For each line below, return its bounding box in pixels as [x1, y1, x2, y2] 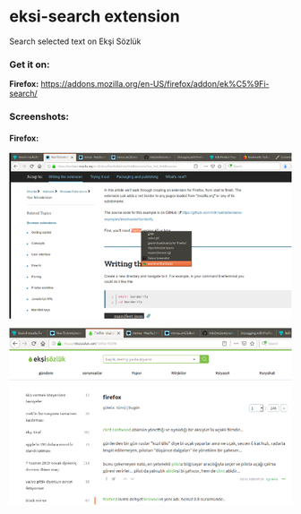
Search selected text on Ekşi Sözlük [9, 36, 142, 47]
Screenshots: [9, 110, 70, 123]
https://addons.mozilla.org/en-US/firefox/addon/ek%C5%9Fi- [40, 79, 270, 90]
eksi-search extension [9, 6, 181, 27]
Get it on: [9, 58, 50, 71]
